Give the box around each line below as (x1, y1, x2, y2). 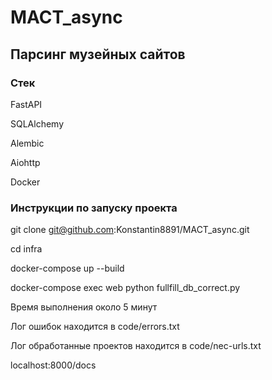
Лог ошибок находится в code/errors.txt (10, 321, 180, 333)
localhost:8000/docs (10, 359, 97, 371)
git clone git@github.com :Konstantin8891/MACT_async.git (10, 224, 250, 236)
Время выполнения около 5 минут (10, 301, 158, 313)
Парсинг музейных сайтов (10, 46, 186, 63)
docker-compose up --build (10, 262, 125, 275)
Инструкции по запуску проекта (10, 201, 178, 215)
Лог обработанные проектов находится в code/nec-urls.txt (10, 340, 262, 352)
